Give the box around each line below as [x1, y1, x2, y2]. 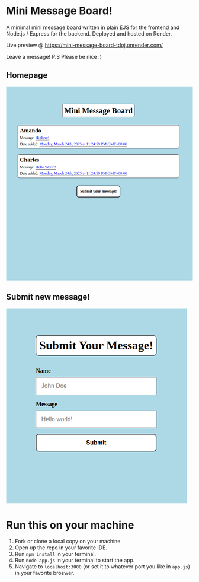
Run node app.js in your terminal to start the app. [14, 556, 135, 564]
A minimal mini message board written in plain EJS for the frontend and [6, 24, 180, 31]
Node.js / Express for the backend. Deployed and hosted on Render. [6, 30, 172, 37]
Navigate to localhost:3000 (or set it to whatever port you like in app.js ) [14, 563, 191, 570]
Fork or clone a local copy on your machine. [14, 538, 123, 545]
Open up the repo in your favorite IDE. [14, 544, 108, 551]
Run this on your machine [6, 518, 134, 532]
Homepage [6, 70, 48, 81]
